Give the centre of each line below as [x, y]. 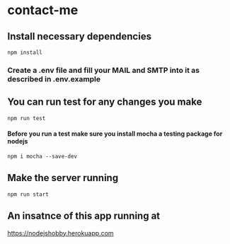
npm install [25, 52]
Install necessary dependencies [80, 36]
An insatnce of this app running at [84, 216]
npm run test [27, 118]
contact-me [43, 10]
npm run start [28, 194]
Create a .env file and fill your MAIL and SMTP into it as [104, 70]
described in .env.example [54, 79]
